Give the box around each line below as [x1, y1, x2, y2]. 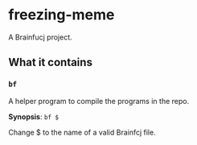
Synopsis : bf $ [8, 111, 59, 122]
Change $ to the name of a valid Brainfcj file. [8, 127, 156, 137]
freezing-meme [8, 6, 115, 24]
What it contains [8, 56, 92, 69]
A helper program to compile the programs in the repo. [8, 96, 190, 106]
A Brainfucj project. [8, 32, 72, 42]
